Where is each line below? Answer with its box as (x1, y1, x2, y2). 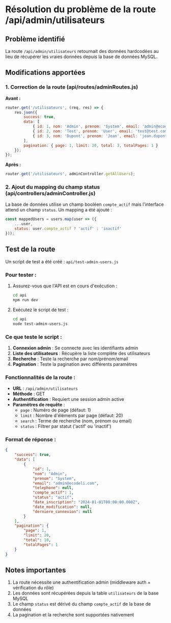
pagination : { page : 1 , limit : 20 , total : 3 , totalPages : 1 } (23, 143, 158, 148)
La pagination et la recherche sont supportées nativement (12, 612, 134, 618)
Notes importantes (5, 566, 66, 574)
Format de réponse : (5, 436, 56, 443)
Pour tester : (5, 271, 37, 278)
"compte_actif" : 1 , (32, 490, 74, 495)
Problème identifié (5, 35, 65, 43)
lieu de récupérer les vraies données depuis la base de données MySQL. (5, 53, 158, 60)
